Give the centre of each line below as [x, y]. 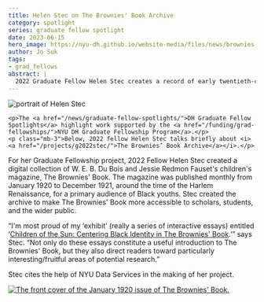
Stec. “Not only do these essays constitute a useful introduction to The [123, 242]
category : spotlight [42, 23]
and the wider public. [42, 210]
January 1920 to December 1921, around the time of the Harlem [111, 185]
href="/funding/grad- [219, 125]
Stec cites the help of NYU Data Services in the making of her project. [121, 274]
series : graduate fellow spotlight [66, 30]
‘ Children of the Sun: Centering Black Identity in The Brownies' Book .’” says [130, 234]
